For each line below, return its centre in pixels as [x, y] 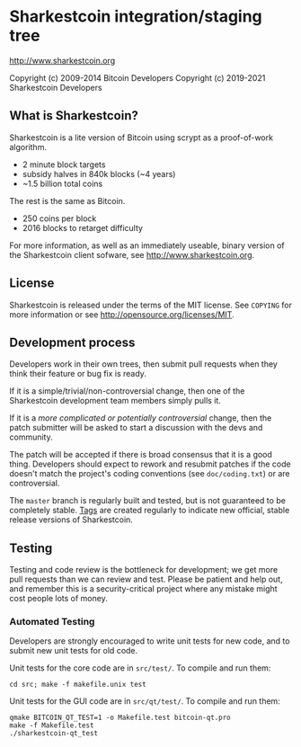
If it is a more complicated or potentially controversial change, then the [141, 418]
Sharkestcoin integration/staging [136, 17]
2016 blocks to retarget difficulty [83, 227]
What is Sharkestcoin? [74, 116]
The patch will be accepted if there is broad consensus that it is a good [141, 455]
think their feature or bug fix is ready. [78, 374]
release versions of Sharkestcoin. [71, 520]
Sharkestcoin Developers [56, 87]
